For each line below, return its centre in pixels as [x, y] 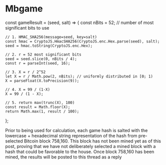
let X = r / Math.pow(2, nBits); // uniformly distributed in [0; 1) [79, 76]
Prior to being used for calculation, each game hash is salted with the [76, 130]
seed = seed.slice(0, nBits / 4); [41, 59]
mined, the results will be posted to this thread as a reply [63, 157]
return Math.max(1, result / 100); [42, 111]
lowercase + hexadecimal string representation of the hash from [71, 135]
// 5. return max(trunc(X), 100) [40, 102]
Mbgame [24, 9]
